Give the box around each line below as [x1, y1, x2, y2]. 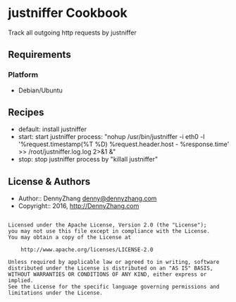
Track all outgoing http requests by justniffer [8, 28, 137, 37]
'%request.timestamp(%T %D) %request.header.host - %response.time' [18, 140, 230, 149]
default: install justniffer [18, 125, 87, 133]
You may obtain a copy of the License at [8, 234, 132, 241]
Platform [8, 70, 38, 80]
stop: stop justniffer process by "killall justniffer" [18, 155, 158, 164]
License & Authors [8, 175, 91, 188]
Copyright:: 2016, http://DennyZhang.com [18, 202, 139, 210]
